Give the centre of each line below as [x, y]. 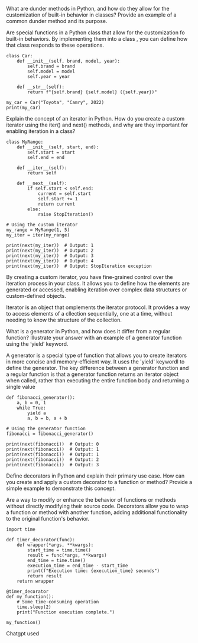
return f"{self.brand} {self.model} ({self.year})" [92, 92]
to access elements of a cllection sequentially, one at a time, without [89, 314]
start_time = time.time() [59, 550]
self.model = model [51, 72]
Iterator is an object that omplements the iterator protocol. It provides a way [98, 307]
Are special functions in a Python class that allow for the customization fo [95, 33]
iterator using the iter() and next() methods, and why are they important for [97, 125]
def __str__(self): [41, 87]
